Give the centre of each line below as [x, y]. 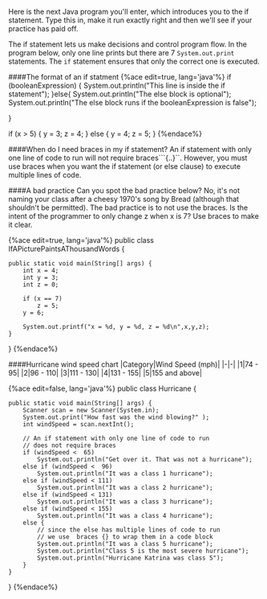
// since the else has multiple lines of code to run [129, 530]
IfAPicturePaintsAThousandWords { [67, 249]
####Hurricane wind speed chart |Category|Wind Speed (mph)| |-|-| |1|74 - [133, 364]
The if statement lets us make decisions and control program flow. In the [127, 44]
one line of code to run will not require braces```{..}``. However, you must [128, 158]
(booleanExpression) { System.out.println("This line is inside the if [117, 85]
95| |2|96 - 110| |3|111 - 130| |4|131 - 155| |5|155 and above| [105, 373]
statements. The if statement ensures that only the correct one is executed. [134, 61]
